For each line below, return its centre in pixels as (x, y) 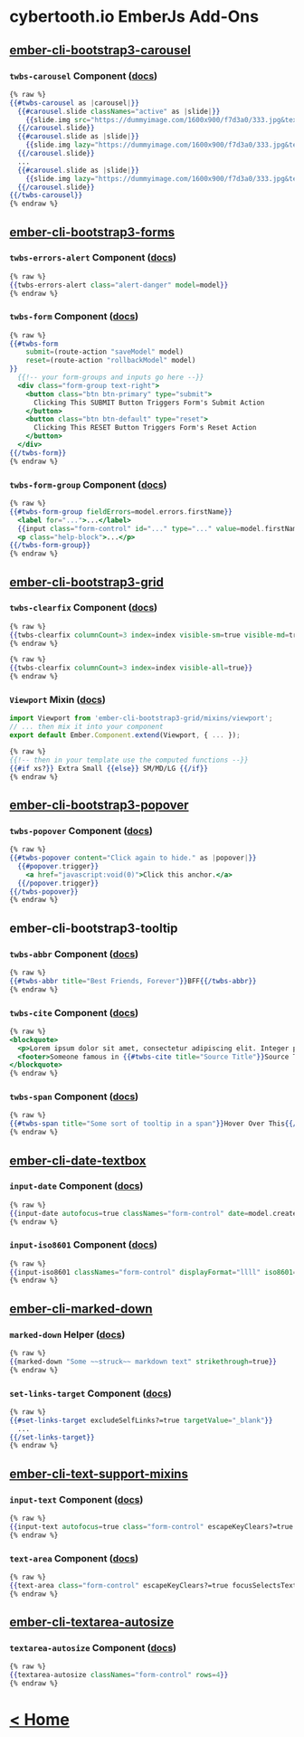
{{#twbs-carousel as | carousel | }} (75, 103)
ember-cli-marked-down (81, 1309)
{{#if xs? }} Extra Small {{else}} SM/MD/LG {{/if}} (109, 768)
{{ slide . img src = (58, 119)
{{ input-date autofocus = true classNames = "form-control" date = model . (141, 1213)
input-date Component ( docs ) (76, 1186)
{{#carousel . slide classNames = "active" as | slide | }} (119, 111)
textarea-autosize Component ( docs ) (93, 1647)
